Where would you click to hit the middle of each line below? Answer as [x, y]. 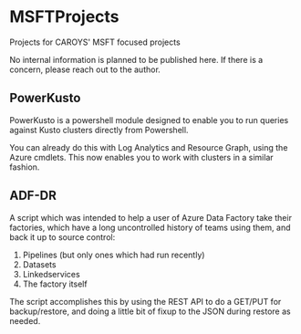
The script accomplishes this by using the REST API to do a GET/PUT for [145, 301]
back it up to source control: [62, 237]
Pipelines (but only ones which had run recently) [114, 255]
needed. [25, 320]
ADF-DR [33, 196]
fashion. [25, 167]
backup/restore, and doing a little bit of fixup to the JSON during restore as [150, 311]
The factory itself [55, 284]
